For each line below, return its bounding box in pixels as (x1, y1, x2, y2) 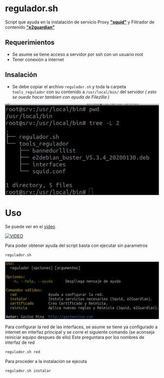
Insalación (5, 71, 38, 79)
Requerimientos (5, 39, 55, 47)
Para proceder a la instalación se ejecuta (5, 358, 87, 364)
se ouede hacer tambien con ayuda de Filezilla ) (12, 94, 110, 100)
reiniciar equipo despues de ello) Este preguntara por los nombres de (5, 334, 145, 340)
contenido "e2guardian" (5, 24, 55, 30)
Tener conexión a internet (12, 57, 64, 62)
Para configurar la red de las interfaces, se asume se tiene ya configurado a (5, 324, 158, 330)
